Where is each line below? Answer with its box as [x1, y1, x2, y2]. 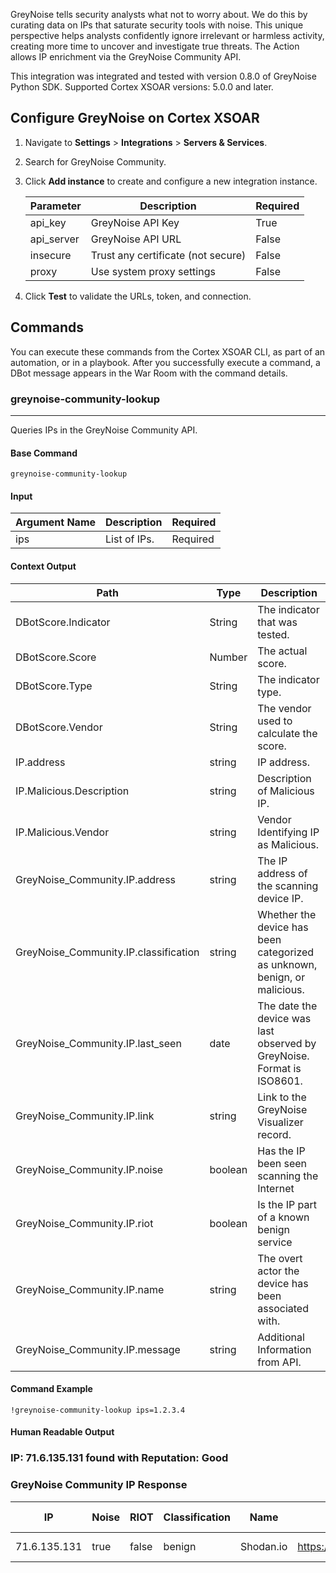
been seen [257, 1156, 308, 1170]
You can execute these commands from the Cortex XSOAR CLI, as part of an [10, 345, 326, 358]
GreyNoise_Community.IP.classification [15, 945, 200, 959]
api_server [29, 232, 80, 246]
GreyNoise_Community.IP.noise [15, 1162, 164, 1176]
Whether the [257, 907, 317, 921]
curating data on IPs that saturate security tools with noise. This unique [10, 19, 304, 31]
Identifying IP [257, 825, 320, 839]
